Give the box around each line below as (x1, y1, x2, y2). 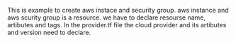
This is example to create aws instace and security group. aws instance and (7, 6, 229, 14)
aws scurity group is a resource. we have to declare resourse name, (7, 13, 206, 22)
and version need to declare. (7, 28, 91, 36)
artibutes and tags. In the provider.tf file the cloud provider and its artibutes (7, 21, 227, 29)
